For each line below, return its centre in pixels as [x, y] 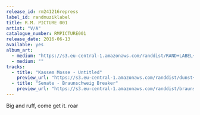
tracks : [16, 67]
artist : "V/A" [24, 28]
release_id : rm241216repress [42, 12]
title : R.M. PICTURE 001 [37, 23]
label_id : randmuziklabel [38, 17]
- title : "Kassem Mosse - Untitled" [57, 72]
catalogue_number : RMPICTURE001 [46, 34]
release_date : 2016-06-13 [38, 39]
